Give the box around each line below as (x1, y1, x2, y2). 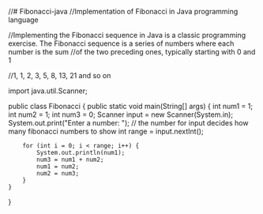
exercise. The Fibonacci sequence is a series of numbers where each (8, 39, 235, 48)
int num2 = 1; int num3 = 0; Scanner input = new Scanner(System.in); (8, 110, 234, 119)
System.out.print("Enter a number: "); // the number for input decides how (8, 118, 249, 127)
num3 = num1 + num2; (36, 156, 104, 163)
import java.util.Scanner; (8, 86, 88, 96)
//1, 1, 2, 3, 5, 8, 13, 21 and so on (8, 71, 111, 80)
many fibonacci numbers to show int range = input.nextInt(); (8, 126, 204, 136)
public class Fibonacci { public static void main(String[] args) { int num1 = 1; (8, 102, 254, 111)
